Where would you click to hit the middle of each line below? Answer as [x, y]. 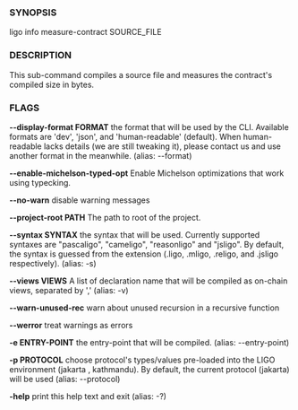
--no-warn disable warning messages [80, 200]
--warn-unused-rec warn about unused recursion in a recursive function [145, 308]
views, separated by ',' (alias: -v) [69, 290]
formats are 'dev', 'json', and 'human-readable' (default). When [125, 136]
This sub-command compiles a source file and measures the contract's [141, 74]
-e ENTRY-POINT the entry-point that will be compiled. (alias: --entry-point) [149, 342]
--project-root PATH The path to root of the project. [105, 217]
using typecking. [40, 182]
